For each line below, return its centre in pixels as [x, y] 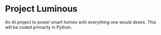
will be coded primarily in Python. [38, 27]
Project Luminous [41, 9]
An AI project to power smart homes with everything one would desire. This [81, 22]
